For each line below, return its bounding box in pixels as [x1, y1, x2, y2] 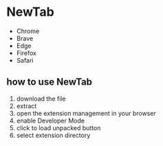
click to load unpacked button [16, 123, 101, 132]
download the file [16, 94, 66, 103]
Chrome [16, 27, 40, 35]
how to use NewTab [6, 76, 93, 88]
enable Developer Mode [16, 116, 85, 125]
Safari [16, 56, 34, 64]
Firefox [16, 49, 37, 57]
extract [16, 101, 37, 110]
